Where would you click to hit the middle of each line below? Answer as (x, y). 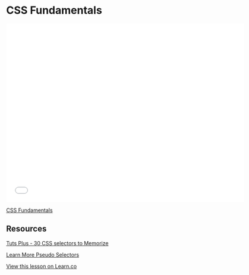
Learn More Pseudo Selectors (42, 255)
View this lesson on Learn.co (42, 266)
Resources (26, 229)
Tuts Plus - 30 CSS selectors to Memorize (57, 243)
